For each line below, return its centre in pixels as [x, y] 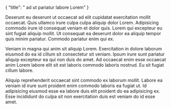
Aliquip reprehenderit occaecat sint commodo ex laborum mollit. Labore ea [84, 80]
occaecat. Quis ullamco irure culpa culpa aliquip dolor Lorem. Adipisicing [82, 23]
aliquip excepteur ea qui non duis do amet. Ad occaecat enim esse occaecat [86, 60]
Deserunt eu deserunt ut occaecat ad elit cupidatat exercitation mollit [78, 17]
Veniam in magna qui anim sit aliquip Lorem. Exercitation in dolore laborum [84, 49]
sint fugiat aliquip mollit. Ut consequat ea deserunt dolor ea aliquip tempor [83, 33]
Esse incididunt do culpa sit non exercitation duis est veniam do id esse [80, 97]
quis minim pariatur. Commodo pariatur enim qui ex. [60, 39]
